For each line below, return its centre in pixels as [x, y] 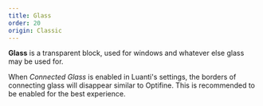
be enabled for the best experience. [67, 94]
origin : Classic [35, 30]
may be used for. [36, 61]
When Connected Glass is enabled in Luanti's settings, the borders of [122, 77]
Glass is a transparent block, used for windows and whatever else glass [126, 53]
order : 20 [25, 23]
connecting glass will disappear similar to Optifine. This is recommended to [131, 85]
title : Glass [30, 16]
